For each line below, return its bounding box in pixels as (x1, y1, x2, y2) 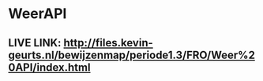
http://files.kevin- (63, 36, 154, 50)
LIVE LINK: (8, 36, 62, 50)
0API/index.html (8, 61, 91, 74)
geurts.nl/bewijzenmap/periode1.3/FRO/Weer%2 (8, 48, 255, 61)
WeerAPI (8, 5, 67, 23)
